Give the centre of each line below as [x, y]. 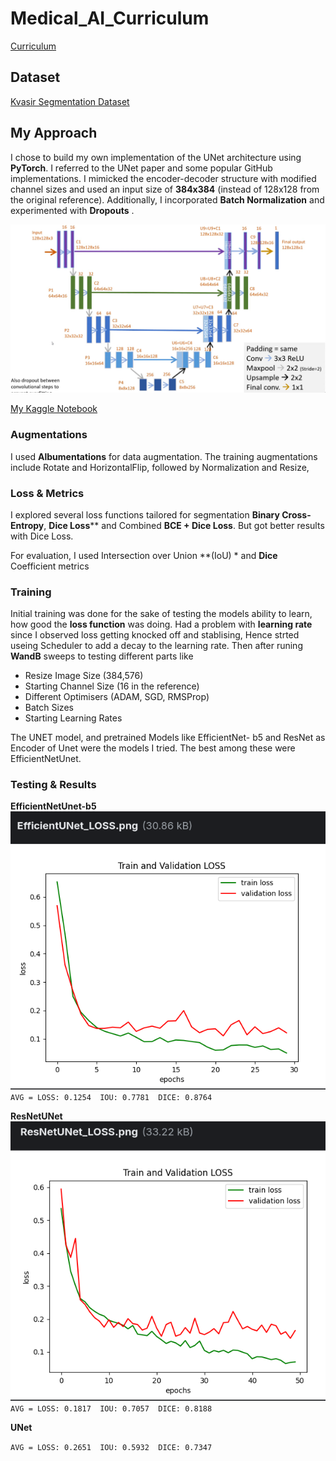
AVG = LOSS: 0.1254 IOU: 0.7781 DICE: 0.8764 [111, 1098]
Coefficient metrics [50, 566]
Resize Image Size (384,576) [84, 676]
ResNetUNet [36, 1116]
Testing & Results [53, 785]
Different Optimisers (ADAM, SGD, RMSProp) [117, 697]
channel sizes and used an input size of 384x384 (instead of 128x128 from [165, 189]
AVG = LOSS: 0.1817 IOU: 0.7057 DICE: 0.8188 [111, 1408]
